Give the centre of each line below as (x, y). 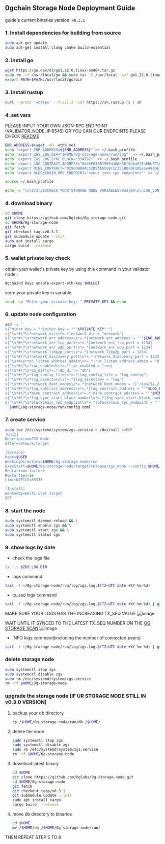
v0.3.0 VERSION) (26, 702)
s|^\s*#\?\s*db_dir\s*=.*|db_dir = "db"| (48, 370)
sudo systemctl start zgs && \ (37, 530)
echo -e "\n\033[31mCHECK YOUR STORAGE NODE (51, 191)
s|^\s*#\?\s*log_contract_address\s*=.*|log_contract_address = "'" (77, 389)
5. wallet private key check (38, 258)
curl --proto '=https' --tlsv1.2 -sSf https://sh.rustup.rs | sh (73, 103)
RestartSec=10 (20, 475)
